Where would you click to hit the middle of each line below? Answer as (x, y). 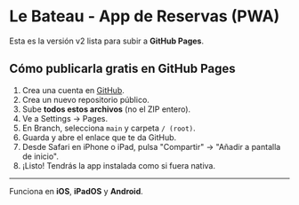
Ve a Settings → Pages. (65, 118)
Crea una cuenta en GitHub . (73, 90)
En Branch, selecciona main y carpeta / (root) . (109, 128)
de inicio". (40, 156)
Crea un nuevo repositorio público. (85, 99)
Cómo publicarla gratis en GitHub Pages (122, 69)
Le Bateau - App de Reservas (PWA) (145, 16)
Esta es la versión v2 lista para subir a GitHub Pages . (107, 41)
